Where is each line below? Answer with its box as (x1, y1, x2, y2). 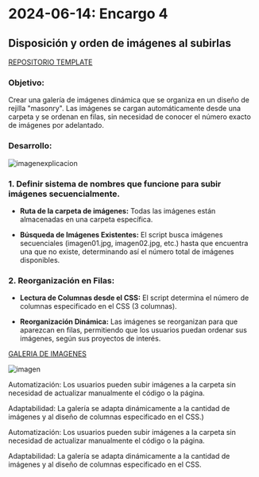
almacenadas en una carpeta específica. (19, 214, 153, 224)
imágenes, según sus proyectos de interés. (19, 334, 161, 344)
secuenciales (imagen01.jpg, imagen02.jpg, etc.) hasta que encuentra (19, 238, 249, 248)
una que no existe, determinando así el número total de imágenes (19, 247, 234, 256)
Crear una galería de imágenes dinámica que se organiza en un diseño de (8, 95, 250, 105)
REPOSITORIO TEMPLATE (8, 57, 93, 67)
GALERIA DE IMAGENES (8, 349, 87, 359)
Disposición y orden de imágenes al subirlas (8, 37, 232, 50)
